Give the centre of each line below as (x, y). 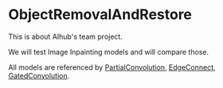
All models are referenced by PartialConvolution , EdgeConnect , (112, 67)
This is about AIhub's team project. (66, 36)
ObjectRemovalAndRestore (100, 15)
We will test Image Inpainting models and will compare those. (109, 52)
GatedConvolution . (39, 75)
